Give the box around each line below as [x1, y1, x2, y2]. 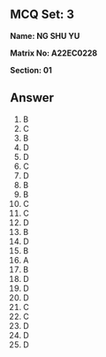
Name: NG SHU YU [10, 30, 80, 41]
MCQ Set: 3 [10, 7, 74, 22]
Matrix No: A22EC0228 [10, 48, 98, 58]
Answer [10, 90, 55, 105]
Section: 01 [10, 65, 52, 75]
